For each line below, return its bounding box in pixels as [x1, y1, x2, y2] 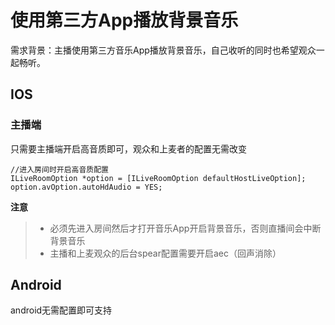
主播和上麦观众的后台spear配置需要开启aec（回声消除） [49, 247, 282, 259]
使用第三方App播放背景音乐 [10, 9, 239, 32]
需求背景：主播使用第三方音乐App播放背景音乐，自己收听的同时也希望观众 [10, 44, 317, 56]
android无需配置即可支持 [10, 304, 113, 316]
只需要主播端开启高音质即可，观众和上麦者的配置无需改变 [10, 142, 247, 155]
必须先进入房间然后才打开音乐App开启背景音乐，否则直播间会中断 [49, 222, 322, 234]
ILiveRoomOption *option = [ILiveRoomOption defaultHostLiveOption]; [10, 173, 307, 183]
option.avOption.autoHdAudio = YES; [10, 182, 163, 192]
